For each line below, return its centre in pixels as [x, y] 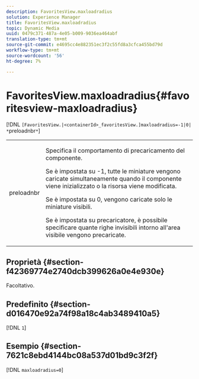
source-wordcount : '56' [36, 56]
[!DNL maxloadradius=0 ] [35, 370]
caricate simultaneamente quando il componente [113, 179]
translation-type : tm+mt [37, 39]
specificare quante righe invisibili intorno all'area [113, 227]
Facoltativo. [20, 285]
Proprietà [24, 262]
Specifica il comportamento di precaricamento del [115, 150]
